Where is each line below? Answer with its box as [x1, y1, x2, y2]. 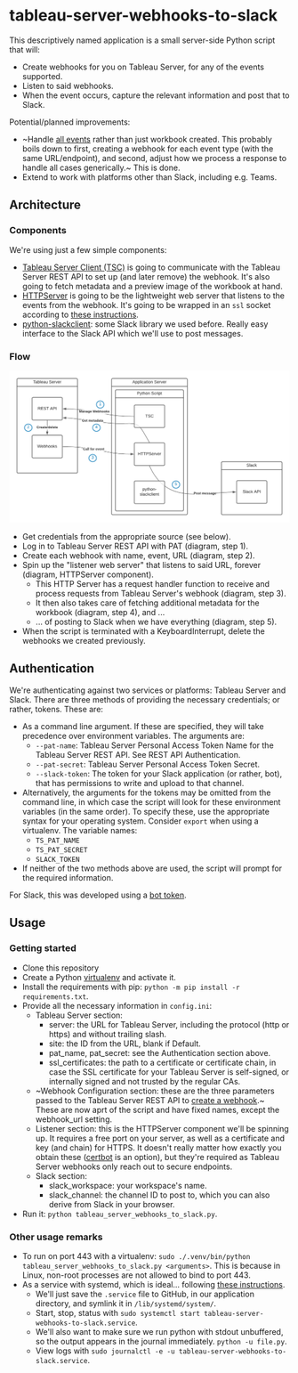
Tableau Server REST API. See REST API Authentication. [35, 749, 241, 760]
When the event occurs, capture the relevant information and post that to [21, 90, 290, 101]
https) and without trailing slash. [48, 1028, 167, 1039]
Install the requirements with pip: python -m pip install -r [21, 981, 240, 992]
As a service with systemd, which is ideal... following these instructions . [21, 1279, 286, 1289]
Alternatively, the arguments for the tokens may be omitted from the [21, 787, 271, 798]
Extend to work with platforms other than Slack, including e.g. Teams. [21, 171, 278, 183]
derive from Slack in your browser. [48, 1198, 175, 1209]
